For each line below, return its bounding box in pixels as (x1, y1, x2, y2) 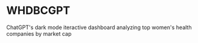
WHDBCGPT (6, 4, 71, 18)
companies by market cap (6, 30, 72, 37)
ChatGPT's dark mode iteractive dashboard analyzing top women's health (6, 24, 192, 31)
